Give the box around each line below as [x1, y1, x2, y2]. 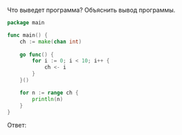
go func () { [19, 51, 54, 58]
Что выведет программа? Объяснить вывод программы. [7, 6, 176, 14]
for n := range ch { [19, 89, 79, 96]
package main [7, 19, 45, 26]
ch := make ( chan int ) [19, 38, 82, 45]
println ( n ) [32, 96, 64, 102]
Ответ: [7, 121, 27, 129]
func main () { [7, 31, 48, 39]
